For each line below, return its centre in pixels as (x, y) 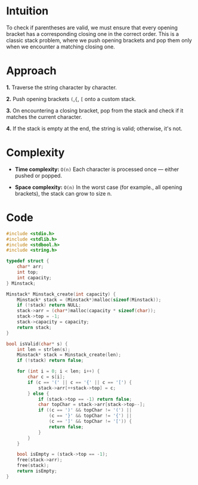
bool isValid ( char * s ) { (37, 344)
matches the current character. (44, 117)
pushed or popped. (38, 175)
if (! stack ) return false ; (50, 361)
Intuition (27, 11)
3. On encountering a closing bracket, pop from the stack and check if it (95, 110)
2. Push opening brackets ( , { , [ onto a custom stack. (71, 99)
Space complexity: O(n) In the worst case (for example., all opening (98, 187)
